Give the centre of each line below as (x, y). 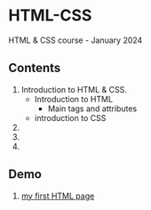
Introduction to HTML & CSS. (74, 89)
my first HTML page (58, 196)
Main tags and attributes (92, 109)
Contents (35, 68)
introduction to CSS (70, 117)
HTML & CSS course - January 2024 (75, 40)
